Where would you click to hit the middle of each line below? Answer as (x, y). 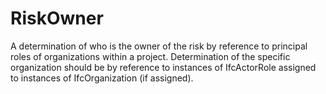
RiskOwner (57, 18)
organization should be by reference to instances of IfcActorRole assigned (163, 67)
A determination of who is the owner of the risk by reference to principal (159, 46)
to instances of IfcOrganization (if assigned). (102, 78)
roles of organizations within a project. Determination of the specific (150, 56)
